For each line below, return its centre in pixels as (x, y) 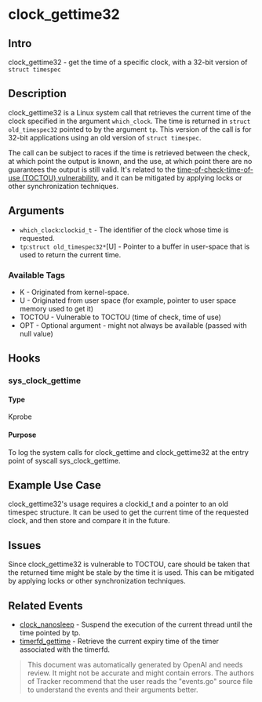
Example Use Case (55, 485)
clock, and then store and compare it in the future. (89, 521)
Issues (25, 546)
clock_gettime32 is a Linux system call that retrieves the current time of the (130, 112)
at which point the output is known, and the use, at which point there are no (130, 161)
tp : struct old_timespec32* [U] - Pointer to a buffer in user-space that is (135, 246)
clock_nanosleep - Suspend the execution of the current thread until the (136, 624)
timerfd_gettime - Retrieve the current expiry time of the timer (119, 642)
